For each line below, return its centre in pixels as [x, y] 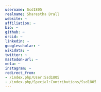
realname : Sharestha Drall [32, 14]
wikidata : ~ [17, 50]
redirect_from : [20, 73]
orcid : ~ [14, 37]
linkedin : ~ [17, 41]
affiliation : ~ [20, 23]
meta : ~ [13, 64]
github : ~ [15, 32]
